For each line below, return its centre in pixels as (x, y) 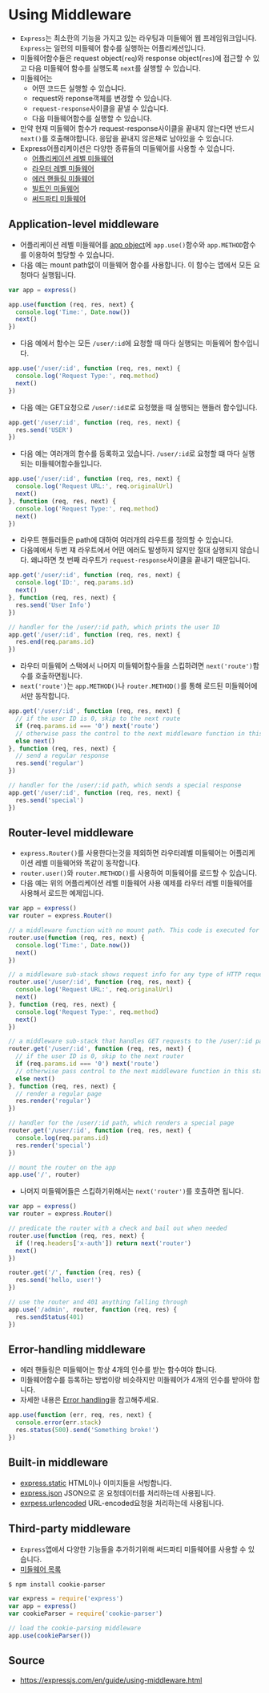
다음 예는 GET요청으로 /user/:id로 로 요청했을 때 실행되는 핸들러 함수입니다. (139, 407)
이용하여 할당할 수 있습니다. (71, 254)
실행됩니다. (58, 275)
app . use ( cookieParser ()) (50, 1635)
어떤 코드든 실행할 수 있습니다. (79, 88)
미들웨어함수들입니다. (68, 464)
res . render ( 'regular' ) (53, 1101)
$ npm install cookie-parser (57, 1584)
